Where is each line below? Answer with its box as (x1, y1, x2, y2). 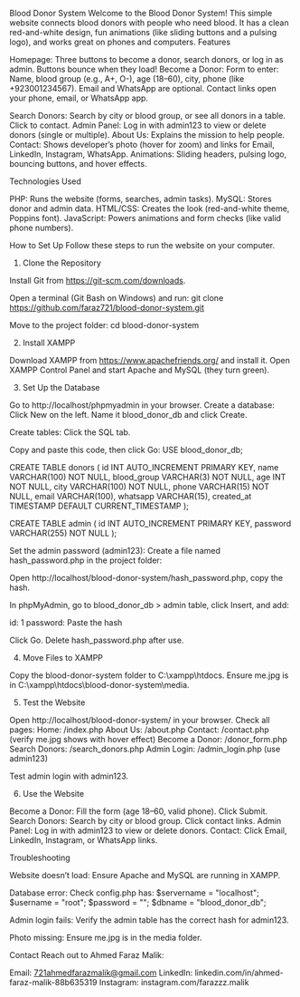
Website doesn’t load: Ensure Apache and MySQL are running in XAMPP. (9, 870, 281, 880)
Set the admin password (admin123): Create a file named (9, 546, 221, 556)
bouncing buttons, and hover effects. (9, 159, 147, 169)
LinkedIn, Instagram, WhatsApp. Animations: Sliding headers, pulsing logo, (9, 149, 287, 160)
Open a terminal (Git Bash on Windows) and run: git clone (9, 293, 224, 303)
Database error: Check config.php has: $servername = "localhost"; (9, 887, 259, 898)
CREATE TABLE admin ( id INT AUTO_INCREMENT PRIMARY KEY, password (9, 518, 292, 528)
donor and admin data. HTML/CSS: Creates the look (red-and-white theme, (9, 203, 290, 214)
